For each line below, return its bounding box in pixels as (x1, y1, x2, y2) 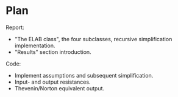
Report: (5, 24, 25, 31)
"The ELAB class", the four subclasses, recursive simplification (14, 35, 173, 42)
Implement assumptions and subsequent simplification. (14, 72, 154, 79)
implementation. (14, 42, 55, 49)
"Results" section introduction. (14, 48, 92, 55)
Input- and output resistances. (14, 78, 91, 85)
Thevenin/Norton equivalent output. (14, 84, 105, 92)
